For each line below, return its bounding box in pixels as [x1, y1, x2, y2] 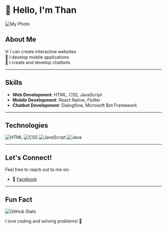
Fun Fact [5, 195, 32, 204]
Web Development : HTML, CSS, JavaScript [12, 91, 102, 97]
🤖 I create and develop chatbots [5, 59, 71, 65]
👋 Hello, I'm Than [5, 4, 77, 16]
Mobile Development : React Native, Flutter [12, 97, 101, 103]
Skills [5, 78, 22, 87]
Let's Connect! [5, 153, 52, 162]
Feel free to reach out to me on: [5, 166, 70, 173]
